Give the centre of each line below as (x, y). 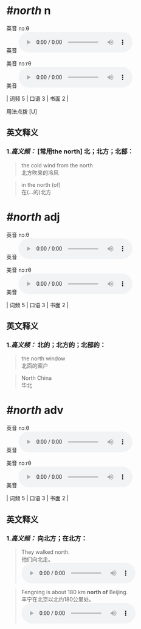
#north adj (33, 217)
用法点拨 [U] (22, 111)
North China (36, 378)
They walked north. (45, 552)
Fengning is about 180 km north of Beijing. (74, 592)
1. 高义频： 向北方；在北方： (47, 538)
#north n (29, 11)
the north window (43, 358)
